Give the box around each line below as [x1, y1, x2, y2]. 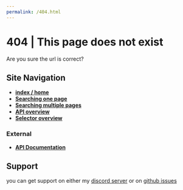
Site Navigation [6, 72, 66, 83]
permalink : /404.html [6, 8, 61, 15]
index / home [15, 89, 49, 96]
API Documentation [15, 143, 66, 151]
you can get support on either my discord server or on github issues [6, 177, 178, 185]
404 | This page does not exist [6, 35, 164, 49]
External [6, 130, 32, 138]
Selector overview [15, 115, 63, 122]
